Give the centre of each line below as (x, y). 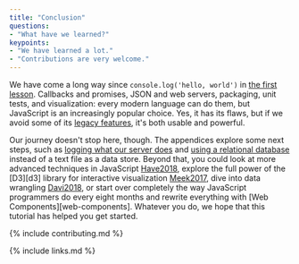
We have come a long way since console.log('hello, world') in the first (143, 85)
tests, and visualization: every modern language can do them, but (129, 103)
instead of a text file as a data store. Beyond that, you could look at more (143, 159)
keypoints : (29, 43)
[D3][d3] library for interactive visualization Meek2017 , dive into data (135, 178)
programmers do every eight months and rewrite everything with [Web (139, 197)
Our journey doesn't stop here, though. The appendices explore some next (146, 140)
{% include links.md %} (53, 251)
